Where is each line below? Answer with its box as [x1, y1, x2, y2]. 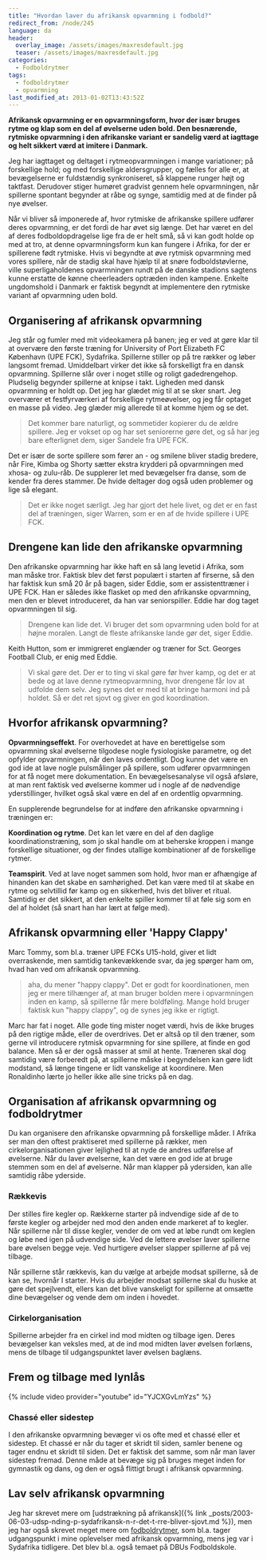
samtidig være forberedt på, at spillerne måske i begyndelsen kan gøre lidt [8, 1054, 253, 1064]
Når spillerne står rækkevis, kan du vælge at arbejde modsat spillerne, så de [8, 1267, 259, 1276]
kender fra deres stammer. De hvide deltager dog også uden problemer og [8, 476, 253, 486]
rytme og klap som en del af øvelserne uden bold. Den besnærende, [8, 124, 238, 133]
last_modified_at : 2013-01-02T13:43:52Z [8, 94, 145, 101]
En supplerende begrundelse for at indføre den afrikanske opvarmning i [8, 804, 243, 814]
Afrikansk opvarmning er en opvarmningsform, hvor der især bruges [8, 115, 241, 125]
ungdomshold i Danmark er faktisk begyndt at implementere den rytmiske [8, 282, 251, 292]
